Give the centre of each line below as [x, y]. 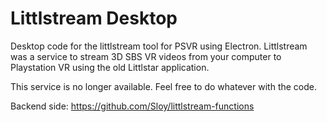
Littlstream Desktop [94, 18]
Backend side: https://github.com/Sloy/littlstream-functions [132, 106]
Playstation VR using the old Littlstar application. [110, 67]
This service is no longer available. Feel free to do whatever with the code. [163, 86]
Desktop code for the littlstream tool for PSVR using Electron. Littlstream [159, 46]
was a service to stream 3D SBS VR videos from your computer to [146, 56]
